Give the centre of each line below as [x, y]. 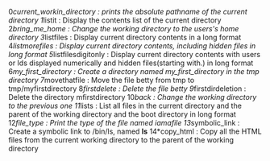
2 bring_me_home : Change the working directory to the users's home [124, 29]
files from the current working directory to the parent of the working [121, 140]
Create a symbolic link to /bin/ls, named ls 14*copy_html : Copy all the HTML [135, 131]
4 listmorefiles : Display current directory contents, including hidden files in [132, 46]
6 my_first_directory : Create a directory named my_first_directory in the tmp [134, 71]
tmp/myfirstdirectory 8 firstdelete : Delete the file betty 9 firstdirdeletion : [127, 89]
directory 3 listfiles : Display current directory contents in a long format [125, 37]
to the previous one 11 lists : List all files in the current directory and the [125, 105]
